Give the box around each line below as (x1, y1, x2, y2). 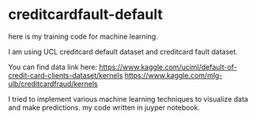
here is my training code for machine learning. (8, 32, 158, 41)
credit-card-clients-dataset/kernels (8, 70, 123, 80)
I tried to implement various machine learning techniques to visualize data (8, 94, 249, 103)
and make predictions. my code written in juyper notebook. (8, 103, 200, 112)
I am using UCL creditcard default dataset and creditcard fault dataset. (8, 47, 239, 56)
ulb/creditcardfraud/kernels (8, 79, 98, 88)
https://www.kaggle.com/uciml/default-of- (98, 62, 237, 72)
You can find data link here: (8, 62, 97, 72)
